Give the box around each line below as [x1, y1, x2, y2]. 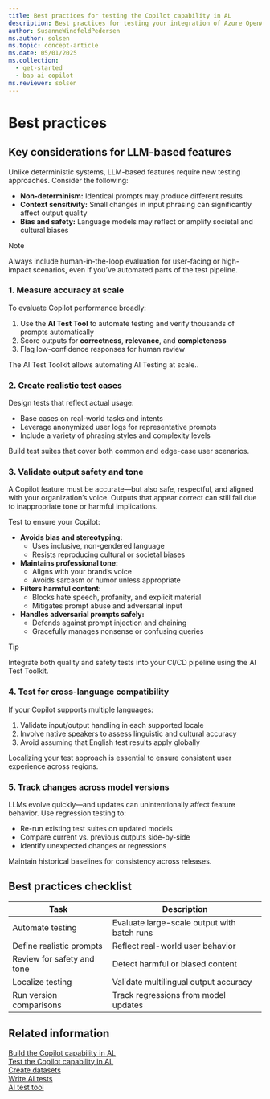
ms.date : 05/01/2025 [8, 49, 78, 57]
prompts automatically [19, 327, 95, 337]
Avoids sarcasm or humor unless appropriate [31, 575, 181, 585]
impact [8, 264, 31, 274]
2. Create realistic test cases [8, 379, 122, 390]
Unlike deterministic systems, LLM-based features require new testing [8, 166, 241, 177]
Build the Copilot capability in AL [8, 1048, 117, 1057]
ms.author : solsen [8, 34, 70, 43]
